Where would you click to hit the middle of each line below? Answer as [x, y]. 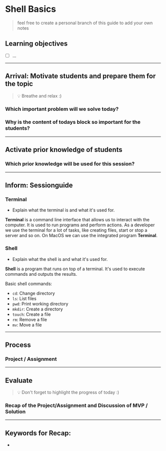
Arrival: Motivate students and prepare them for [81, 76]
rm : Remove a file [30, 319]
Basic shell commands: [29, 284]
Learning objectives [37, 44]
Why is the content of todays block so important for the [73, 122]
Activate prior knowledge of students [64, 150]
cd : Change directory [34, 293]
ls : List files [24, 299]
